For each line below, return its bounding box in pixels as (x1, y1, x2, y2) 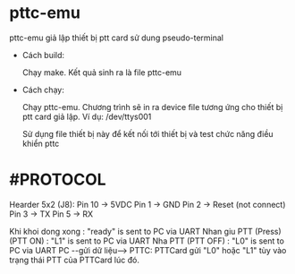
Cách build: (21, 49, 65, 60)
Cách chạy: (21, 84, 64, 95)
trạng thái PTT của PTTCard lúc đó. (9, 254, 140, 265)
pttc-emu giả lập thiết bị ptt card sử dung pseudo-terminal (9, 32, 223, 43)
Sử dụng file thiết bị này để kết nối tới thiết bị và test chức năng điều (21, 128, 274, 139)
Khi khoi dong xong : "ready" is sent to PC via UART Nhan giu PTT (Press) (9, 226, 282, 236)
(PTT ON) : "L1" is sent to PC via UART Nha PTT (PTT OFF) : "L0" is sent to (9, 235, 284, 246)
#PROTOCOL (9, 169, 106, 190)
